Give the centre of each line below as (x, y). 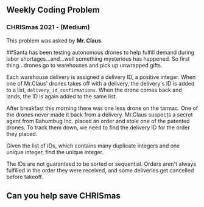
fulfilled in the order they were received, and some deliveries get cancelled (100, 170)
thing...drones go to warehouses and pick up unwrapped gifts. (84, 65)
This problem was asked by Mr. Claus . (55, 40)
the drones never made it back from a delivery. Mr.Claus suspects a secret (100, 114)
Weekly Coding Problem (53, 10)
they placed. (22, 134)
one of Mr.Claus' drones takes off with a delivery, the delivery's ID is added (100, 83)
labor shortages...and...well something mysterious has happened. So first (98, 59)
